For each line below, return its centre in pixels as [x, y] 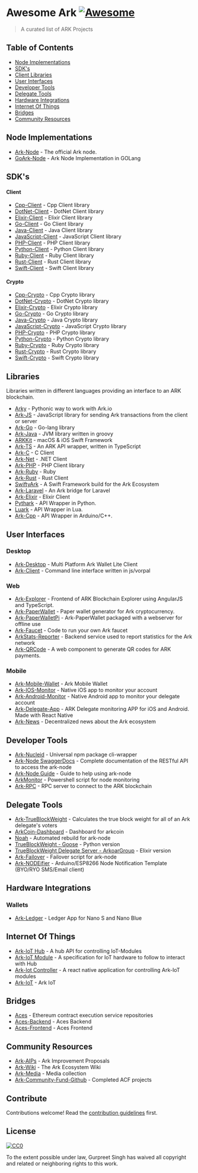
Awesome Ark [41, 13]
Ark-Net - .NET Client [41, 459]
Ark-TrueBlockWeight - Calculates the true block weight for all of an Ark [103, 819]
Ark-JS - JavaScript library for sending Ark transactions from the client [101, 415]
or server [26, 421]
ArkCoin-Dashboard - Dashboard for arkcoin [69, 832]
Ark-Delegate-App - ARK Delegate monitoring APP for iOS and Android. [102, 709]
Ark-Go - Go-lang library [45, 428]
